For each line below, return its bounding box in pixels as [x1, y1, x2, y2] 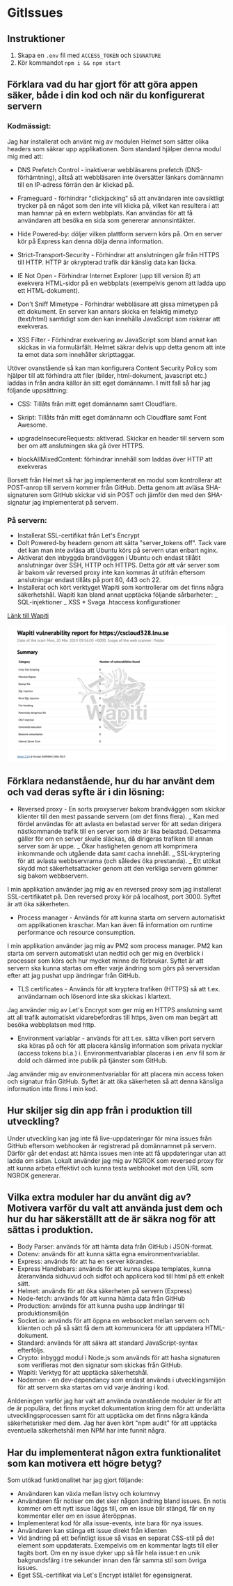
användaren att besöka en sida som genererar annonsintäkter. [17, 216, 196, 224]
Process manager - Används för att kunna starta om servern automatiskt [17, 913, 225, 922]
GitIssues [7, 5, 63, 21]
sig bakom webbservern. [17, 871, 89, 880]
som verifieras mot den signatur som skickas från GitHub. [17, 1361, 183, 1369]
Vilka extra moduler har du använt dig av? [7, 1191, 191, 1203]
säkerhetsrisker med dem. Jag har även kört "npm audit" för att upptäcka [7, 1419, 218, 1427]
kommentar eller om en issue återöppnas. [17, 1511, 137, 1520]
